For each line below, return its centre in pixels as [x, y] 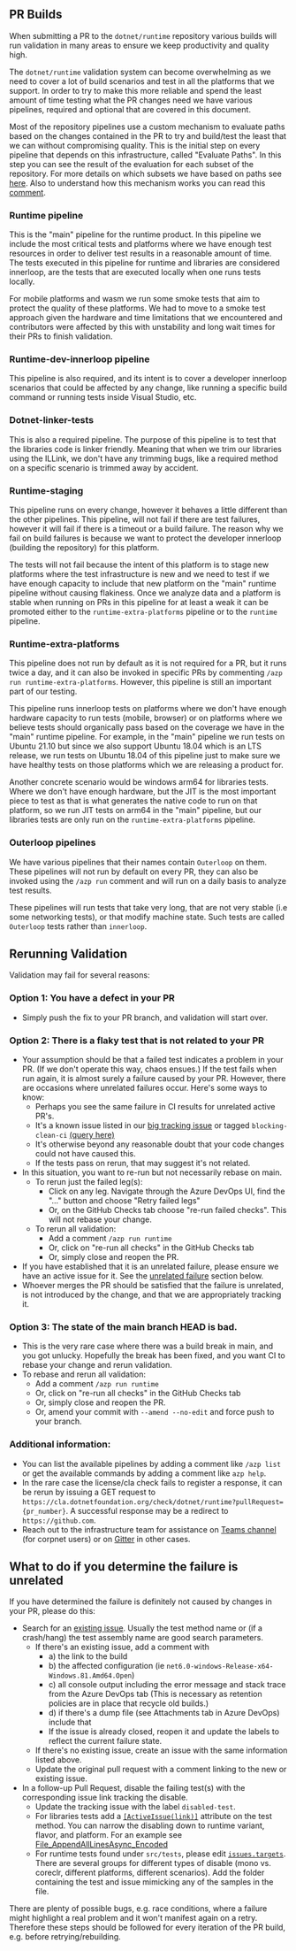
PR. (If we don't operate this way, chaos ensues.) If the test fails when [149, 1069]
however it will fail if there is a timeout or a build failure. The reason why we [147, 529]
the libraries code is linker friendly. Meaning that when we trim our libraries [146, 449]
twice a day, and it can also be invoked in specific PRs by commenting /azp [146, 672]
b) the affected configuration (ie [106, 1666]
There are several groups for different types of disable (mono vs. [153, 1863]
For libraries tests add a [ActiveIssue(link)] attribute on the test [153, 1817]
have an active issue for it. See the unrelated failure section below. [143, 1276]
